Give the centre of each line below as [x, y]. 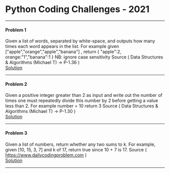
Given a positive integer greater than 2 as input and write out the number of [84, 95]
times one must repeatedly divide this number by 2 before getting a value [82, 101]
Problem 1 [16, 30]
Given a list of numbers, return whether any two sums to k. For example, [80, 144]
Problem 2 [16, 84]
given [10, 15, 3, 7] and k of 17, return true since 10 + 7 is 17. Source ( [76, 149]
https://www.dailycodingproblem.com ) [46, 155]
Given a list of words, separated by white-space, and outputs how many [80, 41]
